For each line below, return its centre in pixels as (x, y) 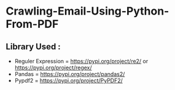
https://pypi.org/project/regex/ (53, 67)
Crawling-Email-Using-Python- (87, 11)
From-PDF (32, 24)
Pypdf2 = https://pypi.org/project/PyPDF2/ (69, 81)
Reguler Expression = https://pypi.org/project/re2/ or (81, 61)
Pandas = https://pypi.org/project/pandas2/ (70, 74)
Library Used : (33, 47)
